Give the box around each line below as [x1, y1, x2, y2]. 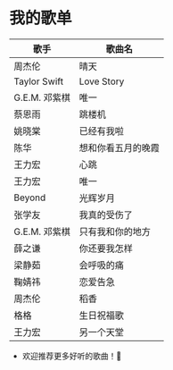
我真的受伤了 [78, 208, 134, 221]
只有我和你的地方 [78, 225, 152, 238]
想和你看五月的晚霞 [78, 141, 161, 154]
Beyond [13, 191, 46, 204]
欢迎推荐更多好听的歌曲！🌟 [21, 350, 122, 361]
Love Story [78, 75, 125, 88]
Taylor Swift [13, 75, 64, 88]
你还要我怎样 [78, 242, 134, 255]
